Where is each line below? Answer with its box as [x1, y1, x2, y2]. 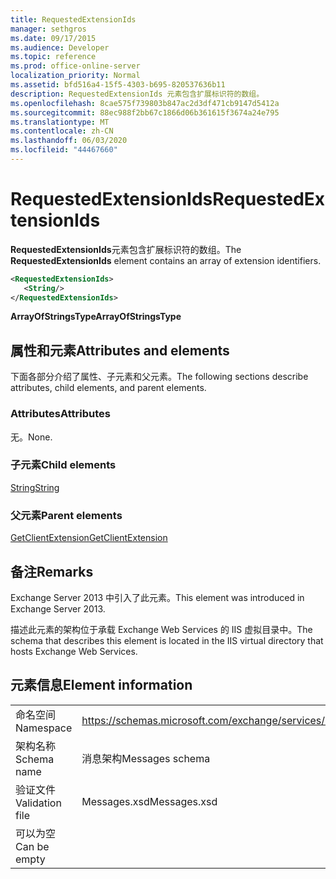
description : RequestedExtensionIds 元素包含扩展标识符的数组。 [10, 89, 265, 99]
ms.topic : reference [10, 52, 97, 62]
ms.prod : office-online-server [10, 61, 141, 71]
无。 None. [10, 431, 53, 443]
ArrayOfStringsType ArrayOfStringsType [10, 311, 182, 323]
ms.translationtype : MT [10, 117, 110, 127]
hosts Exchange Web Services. [10, 645, 138, 657]
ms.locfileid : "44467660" [10, 145, 118, 155]
